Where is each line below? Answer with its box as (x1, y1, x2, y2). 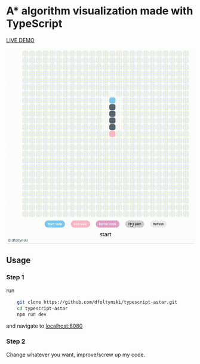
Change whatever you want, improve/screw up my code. (6, 351, 146, 358)
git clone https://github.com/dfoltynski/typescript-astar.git (17, 299, 178, 305)
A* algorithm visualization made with (6, 4, 193, 18)
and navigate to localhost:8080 (6, 322, 83, 329)
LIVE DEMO (6, 36, 35, 44)
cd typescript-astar (17, 306, 68, 311)
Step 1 (6, 273, 24, 282)
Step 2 (6, 337, 26, 346)
